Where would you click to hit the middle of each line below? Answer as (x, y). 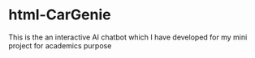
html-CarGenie (60, 15)
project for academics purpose (60, 45)
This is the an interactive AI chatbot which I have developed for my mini (128, 37)
